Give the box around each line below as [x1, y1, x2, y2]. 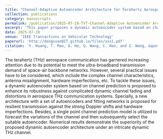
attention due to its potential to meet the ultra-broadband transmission [5, 62, 146, 68]
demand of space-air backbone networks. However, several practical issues [5, 67, 158, 73]
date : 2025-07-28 [5, 30, 40, 35]
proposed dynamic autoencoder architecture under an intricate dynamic [5, 124, 149, 130]
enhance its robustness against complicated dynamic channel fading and [5, 88, 151, 94]
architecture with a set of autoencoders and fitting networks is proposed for [5, 98, 157, 104]
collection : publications [5, 12, 57, 17]
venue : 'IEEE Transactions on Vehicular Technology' [5, 35, 114, 40]
